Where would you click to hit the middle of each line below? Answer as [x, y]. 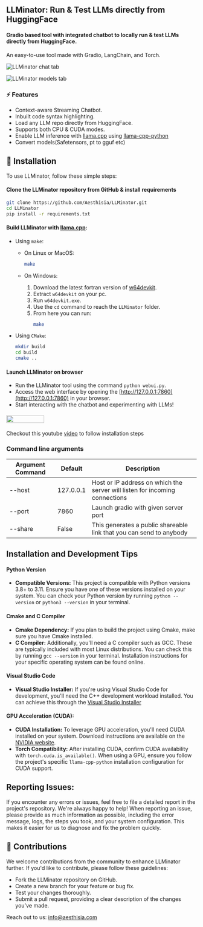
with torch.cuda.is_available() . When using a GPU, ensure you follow [103, 755]
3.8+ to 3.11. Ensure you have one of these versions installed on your [100, 589]
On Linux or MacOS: [49, 253]
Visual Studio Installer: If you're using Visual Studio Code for [91, 689]
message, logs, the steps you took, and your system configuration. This [95, 821]
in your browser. [90, 398]
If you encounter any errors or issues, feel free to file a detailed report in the [101, 802]
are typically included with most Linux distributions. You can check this [103, 649]
